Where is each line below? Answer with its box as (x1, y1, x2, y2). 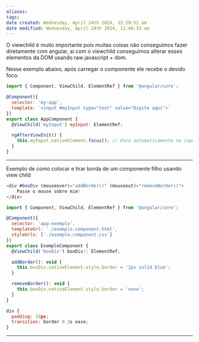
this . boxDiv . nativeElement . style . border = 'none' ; (17, 286, 145, 292)
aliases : (6, 8, 28, 15)
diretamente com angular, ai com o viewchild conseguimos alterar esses (6, 48, 182, 55)
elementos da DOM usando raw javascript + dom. (6, 54, 127, 61)
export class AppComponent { (6, 116, 78, 122)
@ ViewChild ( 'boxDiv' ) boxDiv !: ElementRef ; (11, 248, 120, 254)
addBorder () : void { (11, 259, 62, 265)
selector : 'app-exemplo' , (11, 220, 76, 227)
